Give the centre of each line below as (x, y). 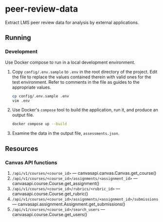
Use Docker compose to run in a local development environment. (70, 62)
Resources (22, 149)
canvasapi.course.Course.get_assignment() (56, 183)
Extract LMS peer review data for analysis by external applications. (72, 22)
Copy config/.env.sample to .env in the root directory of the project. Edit (85, 72)
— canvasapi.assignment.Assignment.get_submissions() (69, 204)
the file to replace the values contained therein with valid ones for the (81, 77)
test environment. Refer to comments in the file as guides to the (76, 82)
